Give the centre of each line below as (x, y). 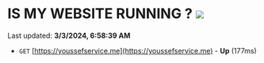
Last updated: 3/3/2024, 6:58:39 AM (69, 35)
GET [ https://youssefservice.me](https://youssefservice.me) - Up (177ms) (138, 50)
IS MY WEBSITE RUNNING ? (100, 14)
